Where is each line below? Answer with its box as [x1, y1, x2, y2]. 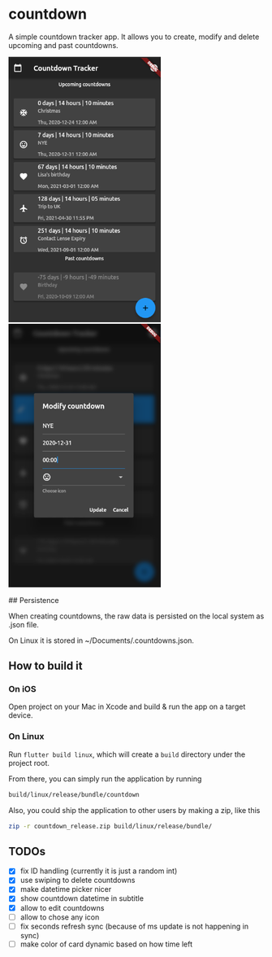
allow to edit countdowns [19, 902, 105, 912]
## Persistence [8, 595, 59, 605]
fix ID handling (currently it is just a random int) [19, 866, 178, 876]
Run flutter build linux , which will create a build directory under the [8, 749, 246, 759]
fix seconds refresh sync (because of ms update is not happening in [19, 921, 249, 931]
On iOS [8, 684, 37, 695]
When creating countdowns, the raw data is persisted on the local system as [8, 611, 265, 621]
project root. [8, 758, 50, 767]
